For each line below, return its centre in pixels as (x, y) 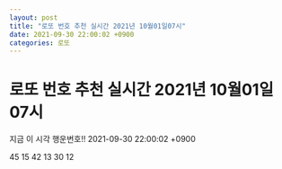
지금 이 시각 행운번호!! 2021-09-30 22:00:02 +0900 (102, 139)
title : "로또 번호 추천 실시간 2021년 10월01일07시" (98, 26)
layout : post (34, 18)
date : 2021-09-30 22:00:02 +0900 (72, 34)
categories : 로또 (40, 43)
